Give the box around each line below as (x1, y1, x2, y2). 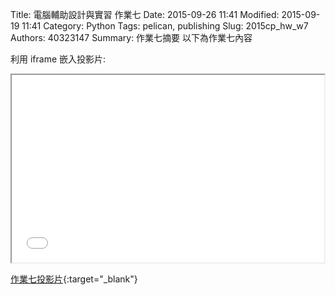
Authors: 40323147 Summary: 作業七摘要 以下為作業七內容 (10, 32, 253, 43)
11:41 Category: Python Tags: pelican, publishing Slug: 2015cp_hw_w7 (21, 20, 309, 32)
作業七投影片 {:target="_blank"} (10, 273, 138, 285)
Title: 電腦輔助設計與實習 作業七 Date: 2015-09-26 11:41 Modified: (10, 9, 280, 20)
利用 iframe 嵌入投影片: (10, 53, 107, 65)
